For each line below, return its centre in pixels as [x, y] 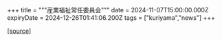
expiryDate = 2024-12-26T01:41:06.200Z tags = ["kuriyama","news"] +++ [111, 18]
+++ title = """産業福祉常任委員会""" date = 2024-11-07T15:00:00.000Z [108, 10]
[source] [19, 31]
